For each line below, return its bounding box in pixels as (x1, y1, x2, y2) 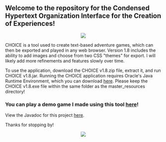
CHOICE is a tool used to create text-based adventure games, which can (5, 42, 154, 48)
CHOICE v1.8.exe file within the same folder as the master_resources (5, 83, 145, 89)
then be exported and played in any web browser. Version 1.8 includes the (5, 47, 156, 53)
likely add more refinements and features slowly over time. (5, 58, 125, 64)
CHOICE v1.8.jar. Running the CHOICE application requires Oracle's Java (5, 72, 153, 78)
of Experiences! (5, 19, 55, 28)
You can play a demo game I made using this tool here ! (5, 101, 139, 108)
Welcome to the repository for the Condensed (5, 4, 150, 12)
